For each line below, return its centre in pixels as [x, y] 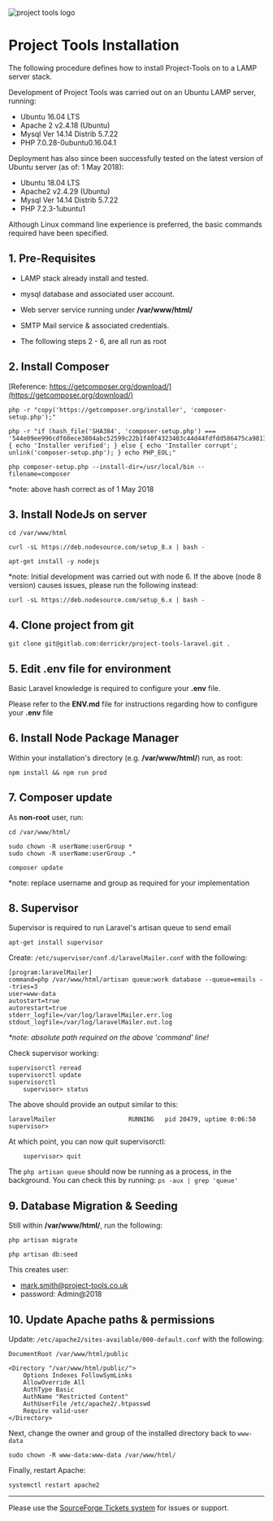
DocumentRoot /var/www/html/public [69, 1354]
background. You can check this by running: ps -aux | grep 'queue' [123, 1180]
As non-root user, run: [46, 817]
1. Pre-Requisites [52, 259]
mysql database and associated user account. [97, 293]
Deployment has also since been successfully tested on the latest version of [136, 158]
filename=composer [39, 474]
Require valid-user [56, 1411]
